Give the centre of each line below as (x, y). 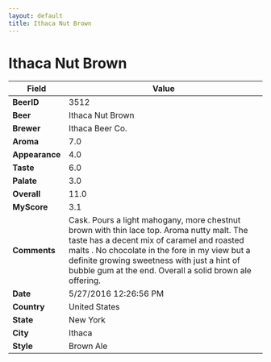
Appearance (37, 155)
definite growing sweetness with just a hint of (154, 260)
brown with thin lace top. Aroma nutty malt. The (158, 231)
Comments (34, 251)
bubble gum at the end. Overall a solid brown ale (160, 271)
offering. (84, 281)
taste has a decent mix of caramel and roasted (156, 240)
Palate (25, 181)
